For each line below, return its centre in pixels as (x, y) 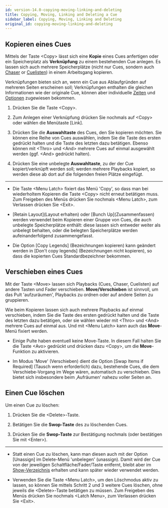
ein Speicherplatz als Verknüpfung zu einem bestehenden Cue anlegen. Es (83, 62)
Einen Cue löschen (35, 393)
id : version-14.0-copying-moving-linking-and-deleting (63, 10)
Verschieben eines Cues (44, 272)
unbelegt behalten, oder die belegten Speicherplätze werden (75, 230)
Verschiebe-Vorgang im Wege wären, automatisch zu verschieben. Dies (86, 371)
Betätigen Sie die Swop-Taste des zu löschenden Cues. (70, 424)
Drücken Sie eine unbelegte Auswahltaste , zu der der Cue (73, 164)
